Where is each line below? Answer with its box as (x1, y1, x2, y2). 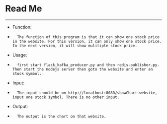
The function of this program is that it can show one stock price (17, 34, 160, 40)
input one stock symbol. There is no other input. (12, 95, 120, 100)
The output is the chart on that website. (17, 114, 106, 119)
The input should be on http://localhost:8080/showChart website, (17, 90, 158, 95)
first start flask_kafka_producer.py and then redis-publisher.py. (17, 62, 160, 67)
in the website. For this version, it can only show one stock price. (12, 39, 162, 44)
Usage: (12, 52, 27, 58)
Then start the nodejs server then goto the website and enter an (12, 66, 153, 72)
